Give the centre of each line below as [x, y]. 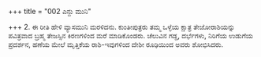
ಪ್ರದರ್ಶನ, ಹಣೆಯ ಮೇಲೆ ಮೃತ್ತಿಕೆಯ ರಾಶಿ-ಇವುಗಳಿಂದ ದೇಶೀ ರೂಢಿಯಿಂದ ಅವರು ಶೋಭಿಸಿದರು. [116, 45]
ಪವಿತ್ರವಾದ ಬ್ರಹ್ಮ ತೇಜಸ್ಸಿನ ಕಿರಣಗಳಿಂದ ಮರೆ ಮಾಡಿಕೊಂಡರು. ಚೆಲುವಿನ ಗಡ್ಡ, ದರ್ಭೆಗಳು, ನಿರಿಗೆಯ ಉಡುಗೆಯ [131, 36]
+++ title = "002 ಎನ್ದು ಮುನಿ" [50, 11]
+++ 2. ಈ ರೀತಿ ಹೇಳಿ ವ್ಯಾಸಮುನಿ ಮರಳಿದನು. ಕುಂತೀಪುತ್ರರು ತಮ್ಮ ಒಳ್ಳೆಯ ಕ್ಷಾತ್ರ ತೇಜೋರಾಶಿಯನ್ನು [121, 27]
